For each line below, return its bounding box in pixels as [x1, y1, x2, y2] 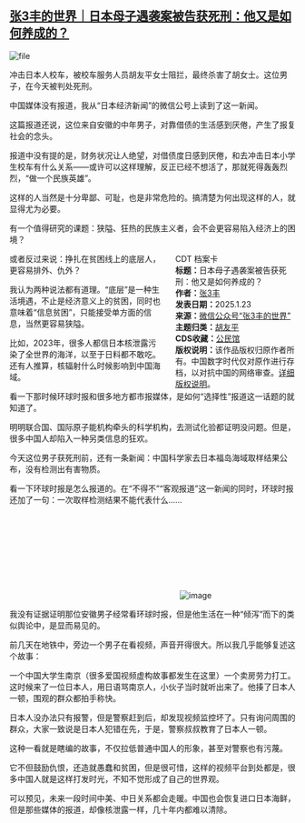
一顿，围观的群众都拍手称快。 [9, 692, 121, 703]
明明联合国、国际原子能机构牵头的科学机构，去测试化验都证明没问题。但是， [9, 421, 296, 432]
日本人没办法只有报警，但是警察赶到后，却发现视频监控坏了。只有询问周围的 [9, 712, 296, 723]
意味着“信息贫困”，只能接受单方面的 [9, 306, 144, 317]
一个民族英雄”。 [36, 172, 97, 184]
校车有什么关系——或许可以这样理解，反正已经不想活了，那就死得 [16, 161, 264, 172]
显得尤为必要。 [9, 203, 65, 214]
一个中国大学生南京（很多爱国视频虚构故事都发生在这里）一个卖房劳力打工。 [9, 669, 296, 680]
